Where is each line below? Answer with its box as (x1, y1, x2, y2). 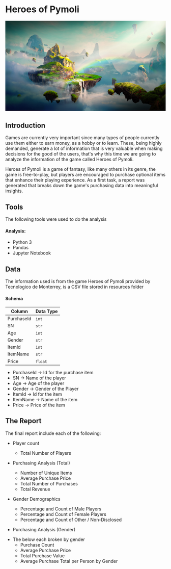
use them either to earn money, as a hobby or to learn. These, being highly (5, 140, 162, 146)
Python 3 (12, 239, 32, 245)
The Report (5, 417, 42, 425)
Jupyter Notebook (12, 250, 51, 256)
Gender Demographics (12, 496, 61, 502)
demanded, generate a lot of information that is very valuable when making (5, 145, 163, 151)
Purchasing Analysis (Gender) (12, 526, 76, 532)
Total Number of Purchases (20, 480, 78, 486)
